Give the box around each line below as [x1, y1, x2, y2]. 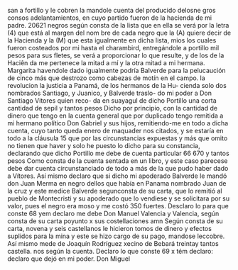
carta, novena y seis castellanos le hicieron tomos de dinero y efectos [7, 225, 212, 232]
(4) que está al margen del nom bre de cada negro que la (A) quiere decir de [7, 28, 232, 37]
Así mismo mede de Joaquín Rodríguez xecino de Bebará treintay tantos [7, 240, 219, 247]
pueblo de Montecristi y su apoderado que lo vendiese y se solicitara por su [7, 194, 229, 203]
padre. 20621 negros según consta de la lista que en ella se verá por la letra [7, 21, 229, 29]
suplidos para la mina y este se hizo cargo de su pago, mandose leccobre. [7, 232, 225, 240]
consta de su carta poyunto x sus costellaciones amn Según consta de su [7, 217, 224, 225]
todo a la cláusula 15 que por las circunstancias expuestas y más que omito [7, 134, 228, 142]
